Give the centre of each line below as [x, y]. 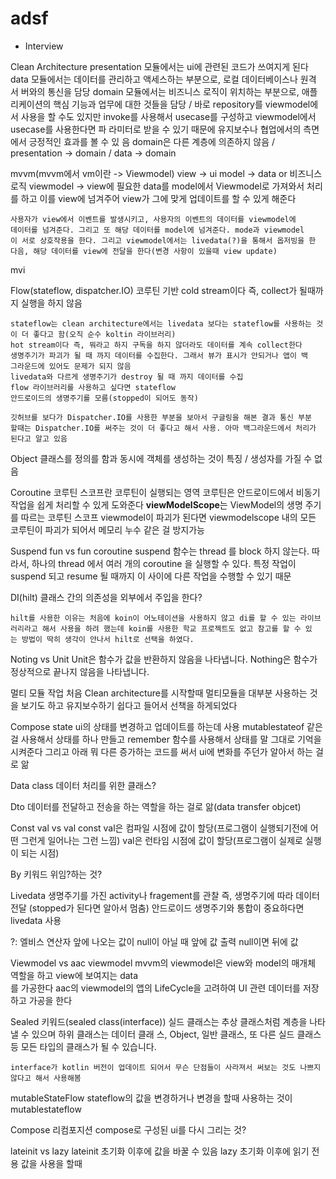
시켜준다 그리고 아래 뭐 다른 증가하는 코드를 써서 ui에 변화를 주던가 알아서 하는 [161, 751]
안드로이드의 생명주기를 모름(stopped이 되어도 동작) [104, 398]
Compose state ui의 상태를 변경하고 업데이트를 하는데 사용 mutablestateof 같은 [166, 726]
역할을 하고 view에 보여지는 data [74, 975]
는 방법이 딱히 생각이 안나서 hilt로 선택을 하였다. [102, 639]
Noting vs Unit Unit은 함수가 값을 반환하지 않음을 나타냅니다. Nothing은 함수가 [164, 659]
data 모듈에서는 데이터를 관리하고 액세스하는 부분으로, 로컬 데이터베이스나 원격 [163, 79]
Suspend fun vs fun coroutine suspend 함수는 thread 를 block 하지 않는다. [160, 551]
